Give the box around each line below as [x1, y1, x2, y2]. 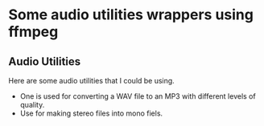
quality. [19, 100, 45, 109]
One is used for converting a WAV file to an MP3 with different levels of [19, 91, 256, 101]
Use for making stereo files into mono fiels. [19, 108, 163, 118]
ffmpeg [8, 22, 59, 41]
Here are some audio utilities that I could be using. [8, 76, 175, 85]
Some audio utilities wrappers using [8, 6, 254, 24]
